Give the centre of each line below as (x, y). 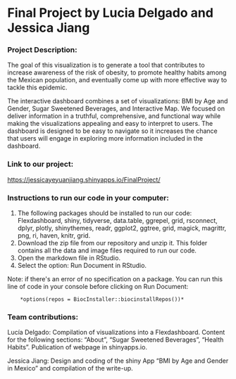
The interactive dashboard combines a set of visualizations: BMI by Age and (118, 101)
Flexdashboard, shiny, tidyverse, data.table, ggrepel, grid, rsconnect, (117, 221)
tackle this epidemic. (37, 88)
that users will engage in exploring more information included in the (105, 139)
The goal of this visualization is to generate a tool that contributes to (106, 65)
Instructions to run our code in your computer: (88, 198)
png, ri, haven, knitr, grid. (54, 236)
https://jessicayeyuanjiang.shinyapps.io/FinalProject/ (84, 179)
